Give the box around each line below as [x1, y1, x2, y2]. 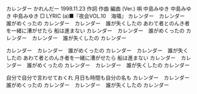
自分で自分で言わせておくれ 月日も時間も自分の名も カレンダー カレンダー [6, 74, 190, 81]
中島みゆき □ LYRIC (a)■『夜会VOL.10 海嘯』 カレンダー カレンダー [12, 12, 185, 19]
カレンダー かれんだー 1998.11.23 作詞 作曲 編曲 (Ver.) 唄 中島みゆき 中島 [6, 5, 182, 12]
